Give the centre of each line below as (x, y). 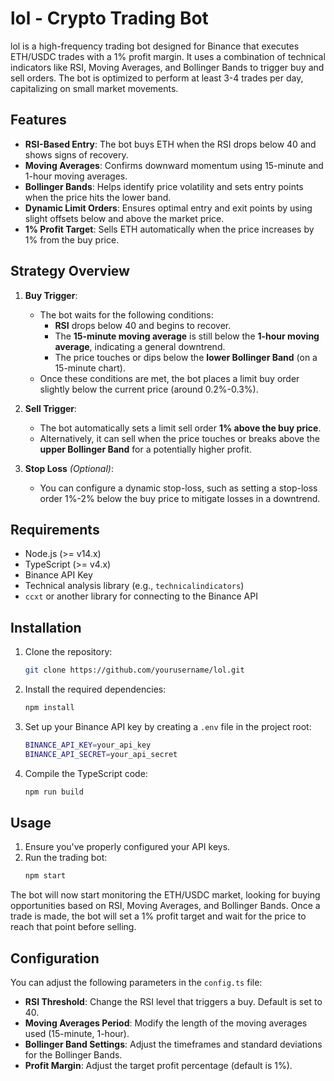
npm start (45, 876)
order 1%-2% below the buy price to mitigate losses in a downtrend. (180, 498)
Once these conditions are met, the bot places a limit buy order (169, 378)
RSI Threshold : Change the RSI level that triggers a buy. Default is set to (173, 1002)
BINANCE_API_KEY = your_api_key (88, 745)
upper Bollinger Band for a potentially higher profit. (145, 449)
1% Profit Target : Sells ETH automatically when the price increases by (169, 229)
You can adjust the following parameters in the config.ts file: (136, 983)
